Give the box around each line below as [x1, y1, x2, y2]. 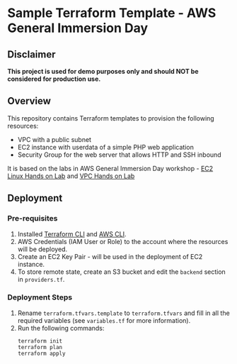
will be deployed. [17, 245, 68, 253]
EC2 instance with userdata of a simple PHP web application [17, 143, 195, 151]
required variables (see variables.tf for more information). [17, 316, 191, 324]
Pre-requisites [7, 214, 58, 224]
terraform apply [17, 350, 66, 357]
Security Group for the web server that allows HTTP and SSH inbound [17, 150, 221, 159]
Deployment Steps [7, 292, 73, 302]
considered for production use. [7, 75, 101, 83]
